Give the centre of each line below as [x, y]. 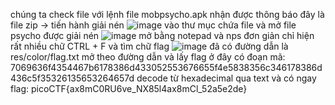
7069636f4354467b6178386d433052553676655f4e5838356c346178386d [166, 67]
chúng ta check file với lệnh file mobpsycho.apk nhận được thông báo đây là [167, 14]
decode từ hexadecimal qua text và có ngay [226, 78]
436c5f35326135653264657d [72, 78]
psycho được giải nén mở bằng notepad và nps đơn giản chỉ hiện [162, 35]
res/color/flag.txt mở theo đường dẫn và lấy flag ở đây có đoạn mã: [148, 57]
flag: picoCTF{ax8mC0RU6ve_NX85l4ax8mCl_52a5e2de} [129, 88]
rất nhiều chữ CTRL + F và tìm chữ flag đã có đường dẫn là [149, 46]
